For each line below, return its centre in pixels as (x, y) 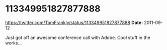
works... (14, 42)
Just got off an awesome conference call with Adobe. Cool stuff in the (78, 37)
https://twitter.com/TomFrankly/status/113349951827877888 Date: (74, 22)
